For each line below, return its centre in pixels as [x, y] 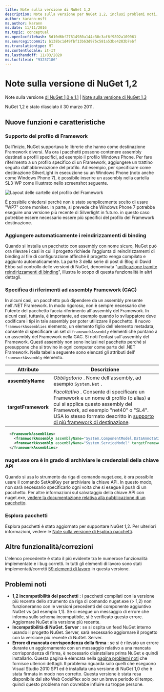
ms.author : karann [24, 23]
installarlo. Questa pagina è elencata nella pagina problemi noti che [80, 658]
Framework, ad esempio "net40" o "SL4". [101, 410]
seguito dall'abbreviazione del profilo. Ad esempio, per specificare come [78, 167]
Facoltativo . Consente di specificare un [99, 392]
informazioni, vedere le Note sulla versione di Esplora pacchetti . [69, 531]
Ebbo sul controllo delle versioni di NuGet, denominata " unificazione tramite [81, 267]
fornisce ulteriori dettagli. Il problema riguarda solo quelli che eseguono [84, 664]
